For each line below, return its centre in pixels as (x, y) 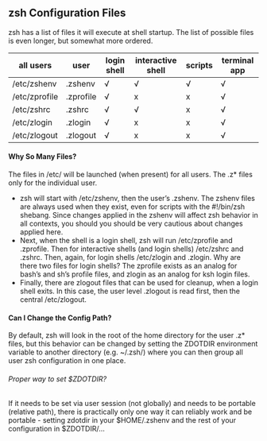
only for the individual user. (53, 183)
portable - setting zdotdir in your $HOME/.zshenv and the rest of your (122, 420)
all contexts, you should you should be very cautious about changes (132, 224)
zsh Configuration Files (67, 13)
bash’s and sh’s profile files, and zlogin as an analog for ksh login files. (135, 274)
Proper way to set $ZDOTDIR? (58, 379)
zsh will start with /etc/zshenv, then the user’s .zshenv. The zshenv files (137, 199)
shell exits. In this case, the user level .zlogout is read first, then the (130, 291)
